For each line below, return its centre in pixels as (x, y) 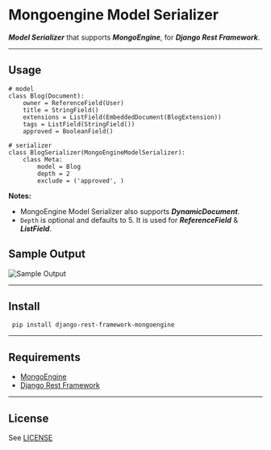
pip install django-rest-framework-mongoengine (93, 325)
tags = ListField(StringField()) (79, 124)
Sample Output (47, 254)
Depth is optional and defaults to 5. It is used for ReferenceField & (129, 220)
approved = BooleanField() (68, 131)
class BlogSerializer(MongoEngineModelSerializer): (97, 152)
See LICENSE (31, 437)
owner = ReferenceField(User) (74, 103)
